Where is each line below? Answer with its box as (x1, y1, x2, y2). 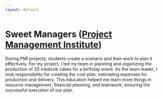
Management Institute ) (5, 39, 102, 50)
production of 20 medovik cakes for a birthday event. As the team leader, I (5, 66, 158, 72)
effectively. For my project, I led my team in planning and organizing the (5, 60, 152, 67)
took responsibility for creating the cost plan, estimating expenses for (5, 71, 148, 77)
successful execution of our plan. (5, 87, 74, 93)
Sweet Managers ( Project (5, 28, 112, 40)
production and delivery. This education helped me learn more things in (5, 76, 152, 82)
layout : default (5, 7, 39, 12)
